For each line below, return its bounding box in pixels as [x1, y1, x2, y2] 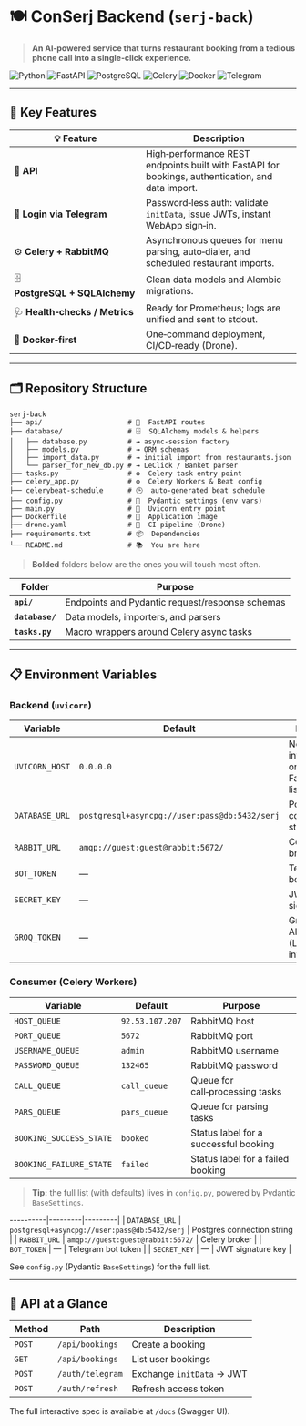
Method [14, 1323, 49, 1336]
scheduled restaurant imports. [145, 256, 275, 269]
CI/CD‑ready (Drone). [145, 339, 239, 351]
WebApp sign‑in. [145, 219, 217, 231]
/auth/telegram [57, 1369, 123, 1380]
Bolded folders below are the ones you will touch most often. [31, 558, 261, 569]
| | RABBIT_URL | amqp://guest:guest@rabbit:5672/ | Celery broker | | [9, 1234, 262, 1245]
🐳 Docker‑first [14, 333, 77, 346]
